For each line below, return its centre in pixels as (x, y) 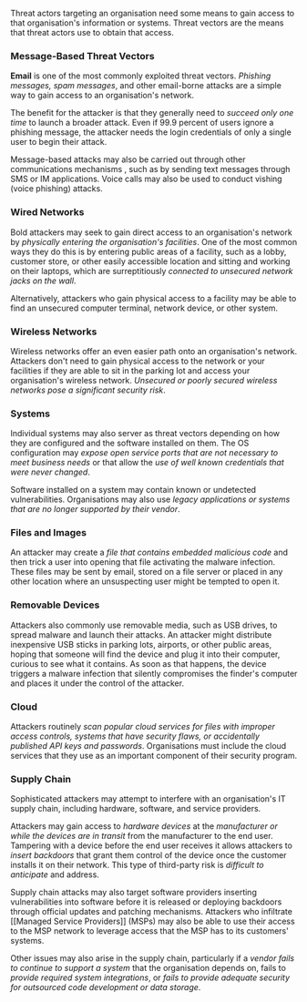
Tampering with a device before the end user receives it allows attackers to (151, 845)
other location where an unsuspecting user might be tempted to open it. (145, 581)
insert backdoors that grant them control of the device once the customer (148, 855)
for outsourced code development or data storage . (106, 987)
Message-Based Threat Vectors (82, 56)
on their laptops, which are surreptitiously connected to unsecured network (152, 271)
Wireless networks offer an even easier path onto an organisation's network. (154, 351)
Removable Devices (55, 605)
